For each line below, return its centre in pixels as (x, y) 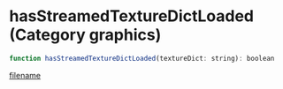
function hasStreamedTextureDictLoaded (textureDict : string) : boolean (142, 58)
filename (25, 75)
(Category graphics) (85, 35)
